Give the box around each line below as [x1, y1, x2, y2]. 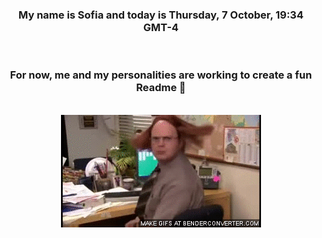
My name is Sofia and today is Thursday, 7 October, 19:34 [18, 8, 304, 22]
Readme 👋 [136, 81, 186, 95]
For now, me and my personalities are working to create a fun [9, 68, 313, 82]
